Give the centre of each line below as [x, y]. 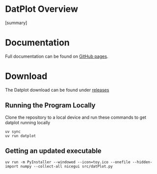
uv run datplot [21, 136]
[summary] [16, 23]
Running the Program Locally [50, 105]
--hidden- [142, 162]
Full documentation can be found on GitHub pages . [57, 56]
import [12, 167]
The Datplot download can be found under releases [57, 90]
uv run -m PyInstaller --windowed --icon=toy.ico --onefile [68, 162]
